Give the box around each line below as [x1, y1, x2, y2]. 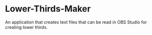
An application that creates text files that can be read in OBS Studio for [5, 19, 147, 25]
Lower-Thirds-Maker [5, 3, 91, 14]
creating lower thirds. [5, 24, 48, 30]
